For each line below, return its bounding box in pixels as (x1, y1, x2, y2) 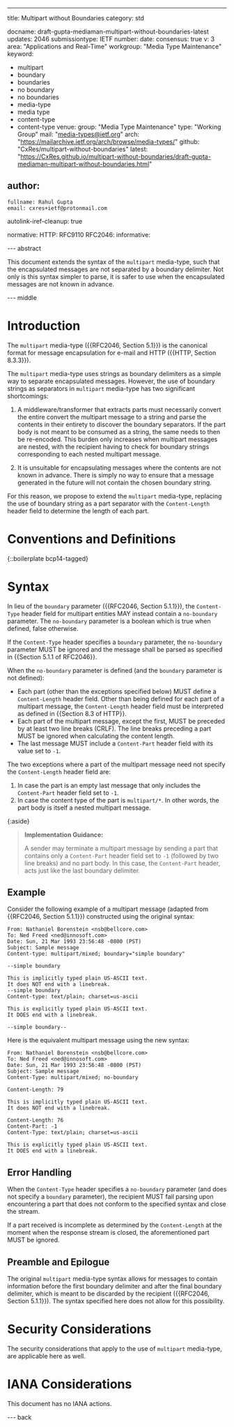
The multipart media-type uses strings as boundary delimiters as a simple (7, 369, 221, 378)
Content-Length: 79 (7, 1087, 64, 1093)
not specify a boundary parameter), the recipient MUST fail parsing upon (7, 1193, 214, 1201)
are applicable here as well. (7, 1352, 86, 1360)
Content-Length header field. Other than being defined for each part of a (17, 694, 225, 703)
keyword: (7, 50, 34, 58)
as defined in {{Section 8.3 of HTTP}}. (17, 709, 127, 717)
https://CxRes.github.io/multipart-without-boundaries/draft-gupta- (20, 152, 211, 161)
